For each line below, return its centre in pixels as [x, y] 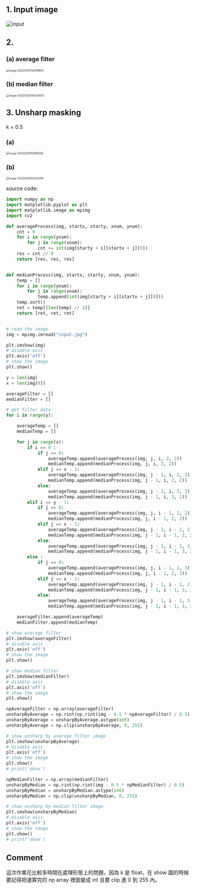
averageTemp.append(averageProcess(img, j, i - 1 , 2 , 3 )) [120, 568]
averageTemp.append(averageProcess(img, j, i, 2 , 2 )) [115, 459]
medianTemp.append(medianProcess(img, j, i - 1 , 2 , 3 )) [118, 573]
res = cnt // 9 [35, 254]
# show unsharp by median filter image [55, 807]
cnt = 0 [26, 232]
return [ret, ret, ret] [46, 313]
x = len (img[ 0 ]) [26, 383]
